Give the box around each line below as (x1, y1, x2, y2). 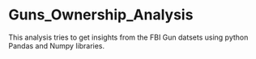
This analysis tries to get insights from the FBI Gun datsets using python (8, 32, 249, 42)
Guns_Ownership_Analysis (8, 6, 194, 24)
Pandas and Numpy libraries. (8, 40, 105, 50)
